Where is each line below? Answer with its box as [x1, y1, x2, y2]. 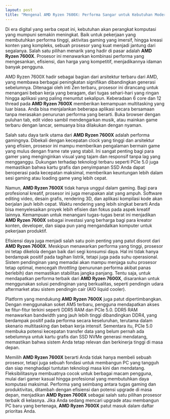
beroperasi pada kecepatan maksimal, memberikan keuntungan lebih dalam [5, 169, 163, 175]
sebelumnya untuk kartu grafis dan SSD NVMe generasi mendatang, [5, 333, 148, 339]
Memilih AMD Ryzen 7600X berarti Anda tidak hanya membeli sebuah [5, 354, 152, 360]
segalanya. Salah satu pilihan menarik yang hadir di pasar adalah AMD [5, 48, 152, 54]
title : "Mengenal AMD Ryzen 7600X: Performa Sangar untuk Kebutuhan [5, 12, 153, 17]
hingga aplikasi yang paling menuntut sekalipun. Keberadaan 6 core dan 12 [5, 95, 161, 101]
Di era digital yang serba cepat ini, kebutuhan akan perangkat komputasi [5, 26, 156, 32]
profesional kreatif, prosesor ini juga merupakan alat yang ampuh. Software [5, 190, 162, 196]
